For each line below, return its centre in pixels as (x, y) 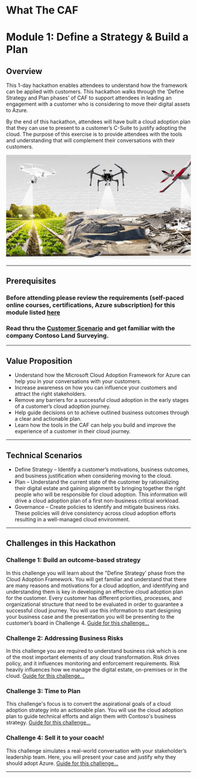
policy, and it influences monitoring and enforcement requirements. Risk (93, 663)
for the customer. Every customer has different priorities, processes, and (94, 598)
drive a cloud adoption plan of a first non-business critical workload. (97, 501)
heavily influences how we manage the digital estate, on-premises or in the (97, 669)
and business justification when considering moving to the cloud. (93, 475)
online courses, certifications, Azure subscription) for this (91, 305)
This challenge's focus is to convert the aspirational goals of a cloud (89, 704)
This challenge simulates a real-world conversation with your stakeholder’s (96, 750)
